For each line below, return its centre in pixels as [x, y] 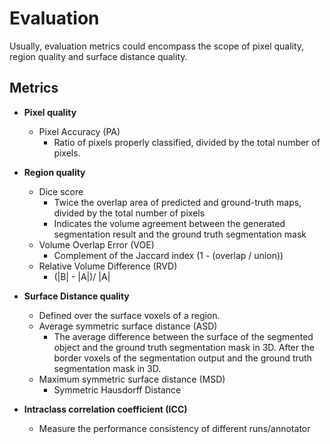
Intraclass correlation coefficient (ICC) [105, 409]
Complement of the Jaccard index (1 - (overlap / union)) [168, 255]
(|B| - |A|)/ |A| [82, 276]
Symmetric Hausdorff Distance [117, 389]
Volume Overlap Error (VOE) [96, 244]
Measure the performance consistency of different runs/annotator [174, 428]
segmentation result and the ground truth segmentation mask [180, 234]
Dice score [61, 191]
